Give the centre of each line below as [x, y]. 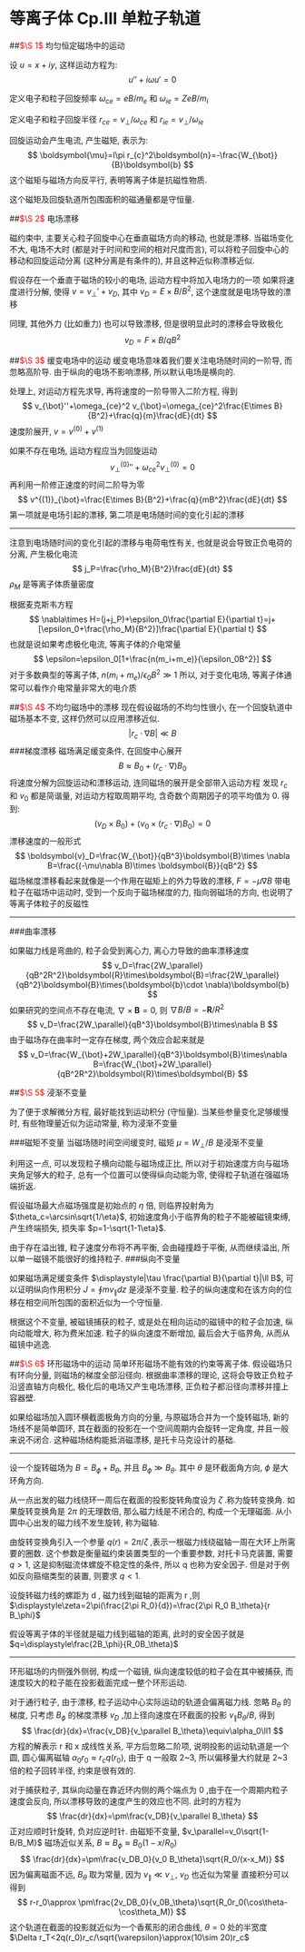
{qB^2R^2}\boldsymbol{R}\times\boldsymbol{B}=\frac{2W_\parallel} [152, 975]
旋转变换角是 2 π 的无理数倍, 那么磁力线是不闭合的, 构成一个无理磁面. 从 [150, 1511]
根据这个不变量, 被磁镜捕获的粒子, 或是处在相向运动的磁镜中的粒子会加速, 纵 [151, 1322]
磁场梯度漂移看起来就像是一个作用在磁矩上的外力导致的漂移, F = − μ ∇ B [141, 881]
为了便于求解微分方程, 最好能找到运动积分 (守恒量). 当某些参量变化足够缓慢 [149, 1112]
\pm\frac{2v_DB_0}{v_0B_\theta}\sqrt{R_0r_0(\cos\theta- [183, 1902]
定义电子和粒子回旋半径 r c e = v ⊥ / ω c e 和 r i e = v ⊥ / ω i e [107, 120]
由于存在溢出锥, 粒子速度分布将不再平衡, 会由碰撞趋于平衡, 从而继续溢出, [144, 1247]
